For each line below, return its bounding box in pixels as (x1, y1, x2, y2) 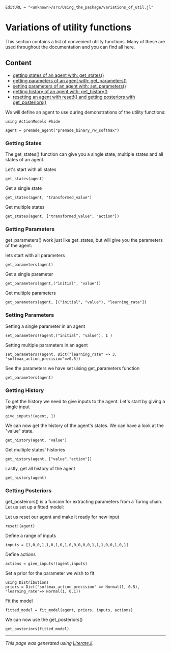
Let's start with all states (5, 166, 57, 173)
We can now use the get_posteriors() (5, 616, 83, 623)
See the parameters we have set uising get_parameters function (5, 365, 140, 371)
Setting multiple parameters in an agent (5, 342, 88, 348)
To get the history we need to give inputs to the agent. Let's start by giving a (5, 398, 165, 404)
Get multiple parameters (5, 290, 56, 296)
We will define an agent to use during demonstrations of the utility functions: (5, 109, 166, 115)
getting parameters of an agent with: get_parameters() (12, 77, 127, 83)
